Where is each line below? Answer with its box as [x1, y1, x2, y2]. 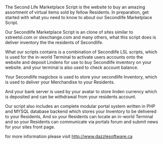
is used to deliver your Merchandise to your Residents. [5, 79, 115, 85]
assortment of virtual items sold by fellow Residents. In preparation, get [5, 9, 149, 15]
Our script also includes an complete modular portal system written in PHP [5, 103, 156, 109]
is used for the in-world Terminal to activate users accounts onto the [5, 54, 143, 60]
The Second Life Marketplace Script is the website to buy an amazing [5, 4, 145, 10]
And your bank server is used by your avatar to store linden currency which [5, 89, 158, 94]
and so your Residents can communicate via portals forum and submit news [5, 119, 158, 124]
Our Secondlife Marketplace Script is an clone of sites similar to [5, 29, 134, 35]
